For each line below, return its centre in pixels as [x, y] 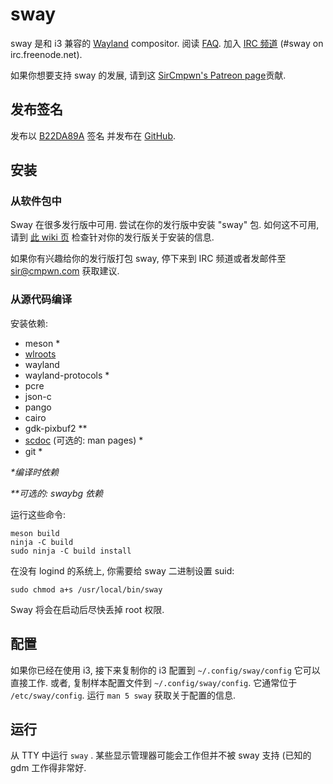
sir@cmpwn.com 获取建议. [65, 271]
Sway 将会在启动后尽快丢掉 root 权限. [87, 609]
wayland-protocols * [67, 375]
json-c [38, 396]
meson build [35, 533]
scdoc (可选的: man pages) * [84, 440]
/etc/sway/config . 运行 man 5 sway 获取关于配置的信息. [123, 695]
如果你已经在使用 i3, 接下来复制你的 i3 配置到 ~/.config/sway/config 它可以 [165, 670]
